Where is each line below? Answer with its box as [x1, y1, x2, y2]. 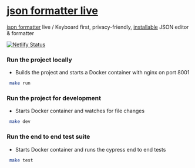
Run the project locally [6, 56, 72, 64]
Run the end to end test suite [6, 133, 90, 141]
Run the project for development [6, 94, 102, 102]
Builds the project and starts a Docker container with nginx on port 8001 [15, 69, 190, 76]
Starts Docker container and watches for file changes [15, 107, 145, 115]
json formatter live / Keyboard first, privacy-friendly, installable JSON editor [6, 23, 189, 30]
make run [9, 80, 31, 86]
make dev [9, 119, 31, 125]
